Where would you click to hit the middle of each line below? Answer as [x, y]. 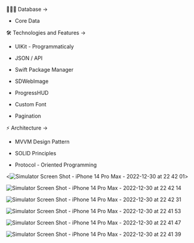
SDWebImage [32, 81]
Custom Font [30, 104]
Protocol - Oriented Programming [56, 165]
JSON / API [29, 58]
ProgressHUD [32, 93]
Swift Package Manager [44, 70]
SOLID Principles [35, 153]
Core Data [27, 21]
